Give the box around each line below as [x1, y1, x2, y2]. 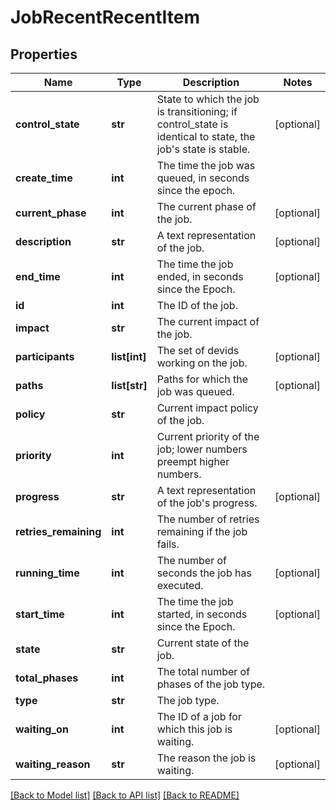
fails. [156, 537, 180, 551]
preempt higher [156, 455, 230, 468]
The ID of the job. [156, 299, 238, 312]
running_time [15, 566, 80, 580]
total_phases [15, 671, 79, 685]
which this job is [156, 722, 233, 736]
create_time [15, 171, 73, 185]
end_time [15, 270, 61, 283]
